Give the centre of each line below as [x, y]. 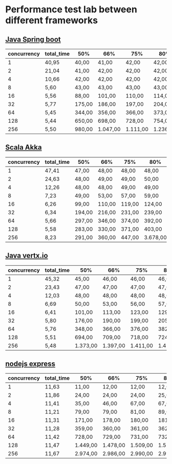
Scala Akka [24, 147]
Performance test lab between [71, 10]
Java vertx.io [27, 256]
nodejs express [30, 364]
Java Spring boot [33, 39]
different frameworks [52, 20]
